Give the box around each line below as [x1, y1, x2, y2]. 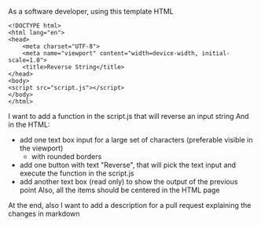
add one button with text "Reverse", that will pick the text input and [19, 161, 237, 169]
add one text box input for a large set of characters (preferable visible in [19, 135, 253, 144]
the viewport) [19, 143, 64, 153]
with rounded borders [31, 152, 102, 161]
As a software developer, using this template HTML [8, 7, 175, 16]
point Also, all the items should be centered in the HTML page [19, 185, 220, 195]
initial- [201, 50, 230, 57]
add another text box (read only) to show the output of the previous [19, 177, 238, 186]
